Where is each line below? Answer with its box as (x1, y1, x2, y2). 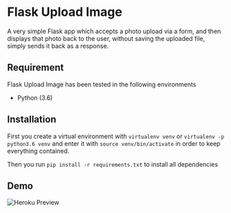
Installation (7, 113, 57, 125)
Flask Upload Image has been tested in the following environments (7, 80, 197, 89)
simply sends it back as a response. (7, 41, 109, 50)
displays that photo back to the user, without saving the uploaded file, (7, 34, 205, 42)
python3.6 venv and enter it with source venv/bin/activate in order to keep (7, 139, 221, 147)
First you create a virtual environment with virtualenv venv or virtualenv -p (7, 132, 225, 140)
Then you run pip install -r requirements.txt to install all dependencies (7, 160, 219, 168)
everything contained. (7, 147, 70, 155)
